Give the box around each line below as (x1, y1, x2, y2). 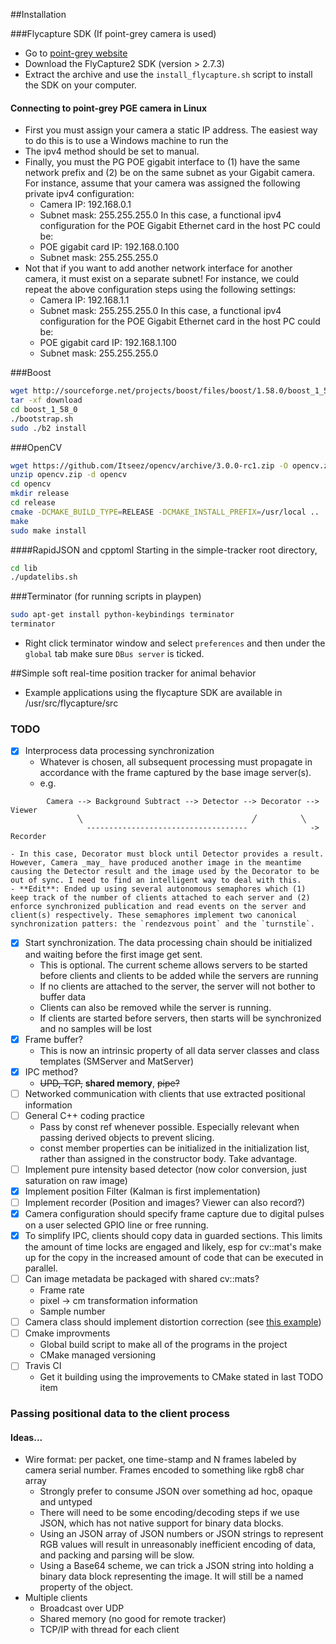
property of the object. (39, 1581, 134, 1593)
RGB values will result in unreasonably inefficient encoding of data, (39, 1539, 317, 1551)
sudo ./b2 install (10, 423, 87, 433)
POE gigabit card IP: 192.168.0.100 (39, 241, 180, 253)
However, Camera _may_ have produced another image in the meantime (10, 858, 302, 868)
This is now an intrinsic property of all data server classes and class (39, 1044, 320, 1056)
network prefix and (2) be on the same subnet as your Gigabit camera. (24, 167, 316, 179)
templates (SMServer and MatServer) (39, 1055, 195, 1067)
